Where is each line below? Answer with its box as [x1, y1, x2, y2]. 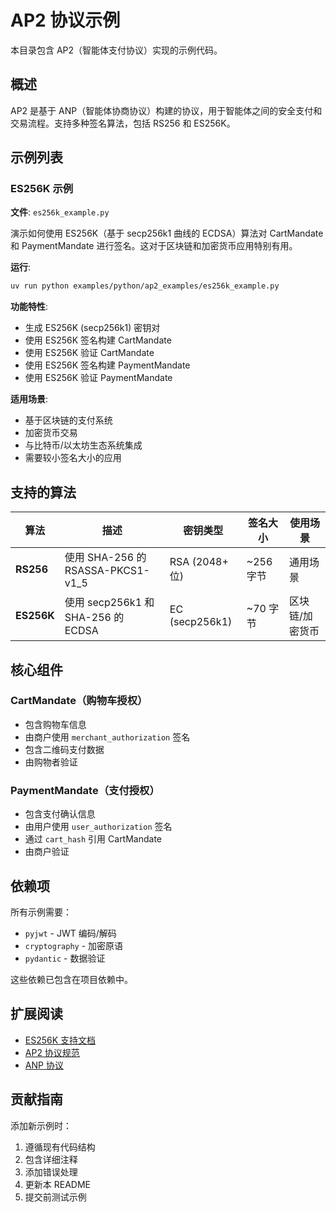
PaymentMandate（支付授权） [10, 783, 160, 797]
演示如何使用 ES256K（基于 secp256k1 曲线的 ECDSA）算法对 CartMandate [10, 227, 324, 240]
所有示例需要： [10, 906, 72, 918]
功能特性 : [10, 301, 49, 313]
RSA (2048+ [169, 555, 229, 569]
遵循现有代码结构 [24, 1141, 96, 1153]
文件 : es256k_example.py [10, 206, 110, 218]
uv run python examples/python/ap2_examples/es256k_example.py [10, 281, 280, 291]
